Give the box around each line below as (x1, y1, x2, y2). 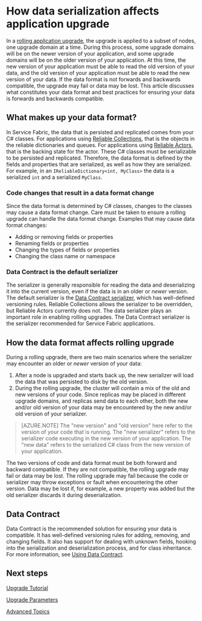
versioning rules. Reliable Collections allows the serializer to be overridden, (6, 301, 193, 308)
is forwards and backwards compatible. (6, 95, 105, 102)
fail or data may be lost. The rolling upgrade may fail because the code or (6, 472, 189, 480)
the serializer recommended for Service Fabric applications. (6, 320, 155, 327)
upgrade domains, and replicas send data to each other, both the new (14, 397, 189, 405)
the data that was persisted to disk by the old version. (14, 378, 149, 385)
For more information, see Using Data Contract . (6, 550, 124, 558)
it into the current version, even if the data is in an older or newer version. (6, 288, 189, 295)
